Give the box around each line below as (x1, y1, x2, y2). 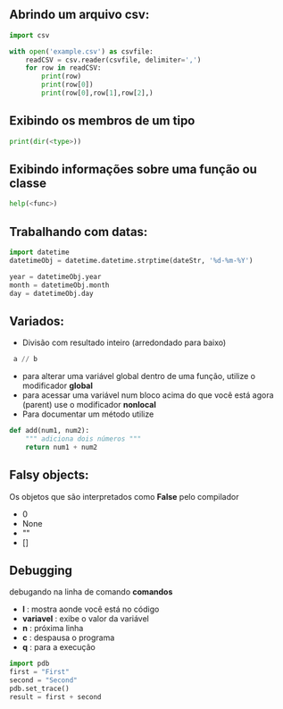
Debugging (9, 563, 73, 578)
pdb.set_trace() (9, 684, 70, 694)
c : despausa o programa (21, 632, 115, 643)
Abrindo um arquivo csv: (9, 7, 150, 22)
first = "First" (9, 668, 70, 677)
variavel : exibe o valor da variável (21, 613, 149, 624)
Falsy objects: (9, 468, 89, 483)
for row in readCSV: (25, 63, 102, 72)
